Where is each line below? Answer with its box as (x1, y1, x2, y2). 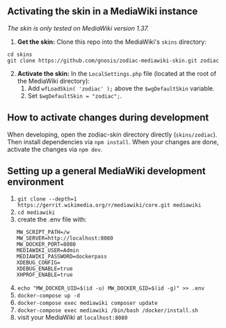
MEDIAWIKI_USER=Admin (16, 247, 79, 254)
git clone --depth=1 (17, 196, 77, 203)
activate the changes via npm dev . (7, 145, 103, 153)
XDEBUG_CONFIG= (16, 259, 60, 267)
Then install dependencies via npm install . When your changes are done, (7, 137, 219, 146)
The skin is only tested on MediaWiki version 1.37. (7, 24, 150, 32)
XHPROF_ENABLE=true (16, 272, 73, 279)
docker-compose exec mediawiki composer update (17, 299, 158, 307)
